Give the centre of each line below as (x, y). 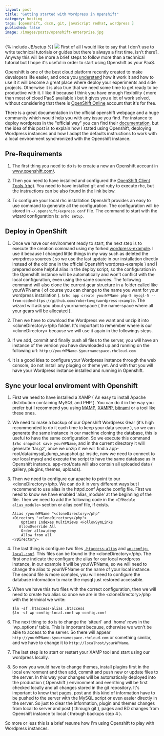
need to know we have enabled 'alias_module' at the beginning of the (82, 494)
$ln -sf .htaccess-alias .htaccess (48, 609)
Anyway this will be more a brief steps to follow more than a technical (75, 57)
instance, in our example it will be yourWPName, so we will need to (80, 564)
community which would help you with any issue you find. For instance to (79, 118)
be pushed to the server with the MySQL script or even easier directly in (84, 698)
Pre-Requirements (34, 154)
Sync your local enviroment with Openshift (72, 386)
